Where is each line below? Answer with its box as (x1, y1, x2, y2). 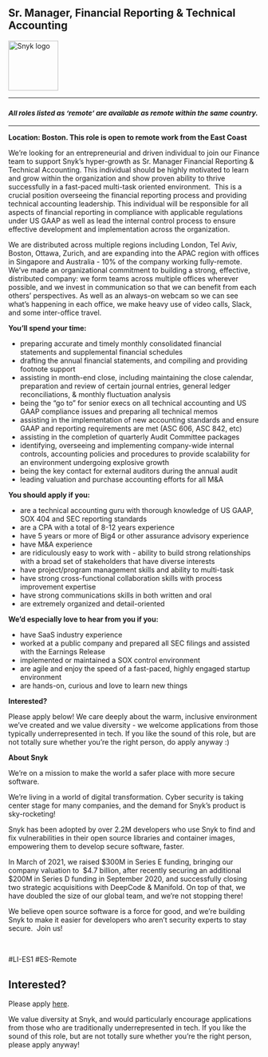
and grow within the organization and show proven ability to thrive (8, 173, 226, 183)
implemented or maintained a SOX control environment (19, 655, 201, 666)
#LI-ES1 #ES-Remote (8, 955, 77, 964)
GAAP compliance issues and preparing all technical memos (19, 407, 219, 416)
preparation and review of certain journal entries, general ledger (19, 381, 231, 391)
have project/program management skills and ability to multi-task (19, 565, 235, 574)
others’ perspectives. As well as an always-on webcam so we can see (8, 291, 238, 300)
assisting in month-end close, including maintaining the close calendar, (19, 373, 254, 383)
